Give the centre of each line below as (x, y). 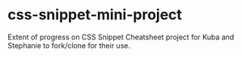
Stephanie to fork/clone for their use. (69, 45)
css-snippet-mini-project (95, 15)
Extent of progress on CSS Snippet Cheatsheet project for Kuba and (121, 37)
